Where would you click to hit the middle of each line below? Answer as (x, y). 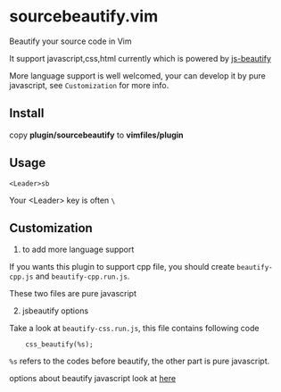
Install (27, 113)
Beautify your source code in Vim (70, 41)
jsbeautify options (55, 311)
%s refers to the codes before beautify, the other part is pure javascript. (140, 361)
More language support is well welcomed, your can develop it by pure (137, 75)
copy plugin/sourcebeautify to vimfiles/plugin (97, 135)
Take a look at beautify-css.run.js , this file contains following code (134, 329)
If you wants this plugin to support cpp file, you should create (122, 267)
